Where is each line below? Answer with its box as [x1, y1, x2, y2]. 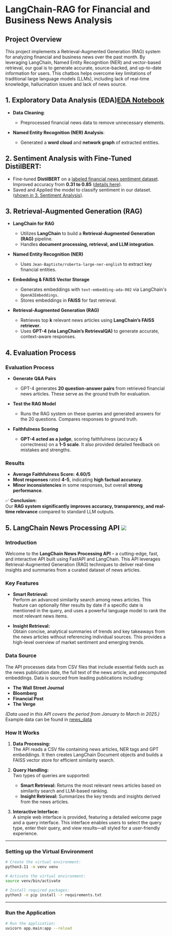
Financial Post [12, 695, 44, 701]
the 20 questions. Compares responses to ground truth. [20, 416, 138, 422]
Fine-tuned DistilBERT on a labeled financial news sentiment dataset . [12, 176, 159, 182]
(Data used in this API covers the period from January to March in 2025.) [5, 711, 160, 717]
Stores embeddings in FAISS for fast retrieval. [20, 297, 117, 303]
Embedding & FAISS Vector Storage [12, 277, 90, 283]
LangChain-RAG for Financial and [5, 4, 150, 15]
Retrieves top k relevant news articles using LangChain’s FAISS [20, 317, 155, 323]
